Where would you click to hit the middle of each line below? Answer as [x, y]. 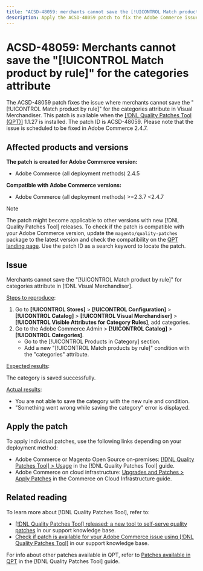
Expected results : [28, 366]
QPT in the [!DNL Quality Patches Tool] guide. [63, 561]
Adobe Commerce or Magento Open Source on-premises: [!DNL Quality [105, 459]
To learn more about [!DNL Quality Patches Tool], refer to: [78, 512]
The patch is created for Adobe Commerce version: [72, 162]
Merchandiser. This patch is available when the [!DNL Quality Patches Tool [99, 115]
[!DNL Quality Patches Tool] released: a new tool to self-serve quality [101, 524]
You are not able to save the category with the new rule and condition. [102, 401]
